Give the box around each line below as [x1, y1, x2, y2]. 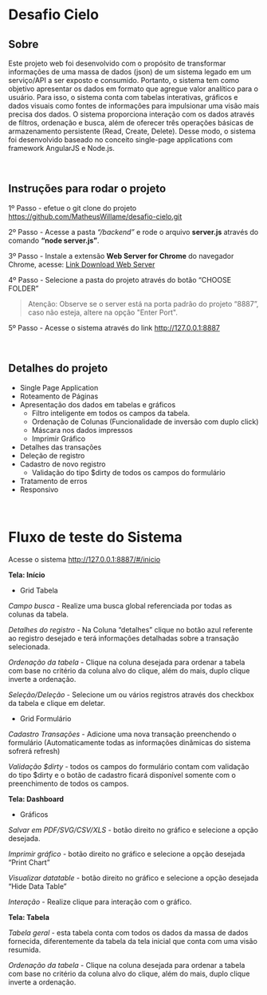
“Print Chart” [8, 857, 50, 867]
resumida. [8, 945, 41, 954]
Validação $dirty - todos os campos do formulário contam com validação [8, 761, 249, 771]
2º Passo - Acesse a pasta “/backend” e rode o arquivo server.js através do [8, 227, 259, 236]
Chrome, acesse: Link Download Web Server [8, 260, 155, 269]
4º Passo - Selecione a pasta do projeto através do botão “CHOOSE [8, 275, 232, 284]
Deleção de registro [19, 450, 85, 460]
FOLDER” [8, 283, 39, 293]
